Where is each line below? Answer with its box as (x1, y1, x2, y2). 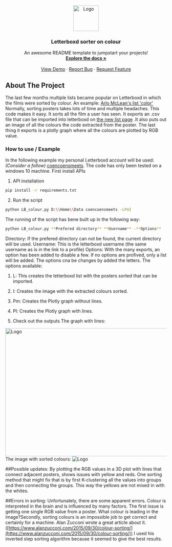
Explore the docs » (66, 55, 106, 62)
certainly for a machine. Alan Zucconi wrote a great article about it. (5, 519, 146, 525)
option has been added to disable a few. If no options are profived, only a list (5, 252, 167, 258)
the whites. (5, 488, 29, 494)
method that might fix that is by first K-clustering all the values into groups (5, 477, 162, 483)
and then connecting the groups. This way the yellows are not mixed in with (5, 482, 165, 489)
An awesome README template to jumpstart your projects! (24, 50, 148, 56)
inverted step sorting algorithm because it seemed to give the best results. (5, 536, 162, 542)
